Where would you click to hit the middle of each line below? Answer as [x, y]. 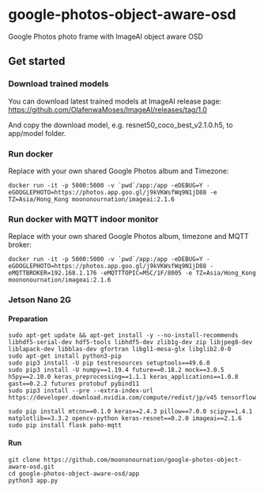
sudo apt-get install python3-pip [65, 356]
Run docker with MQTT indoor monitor [83, 219]
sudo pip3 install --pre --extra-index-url [81, 391]
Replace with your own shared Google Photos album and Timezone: [119, 171]
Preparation [28, 319]
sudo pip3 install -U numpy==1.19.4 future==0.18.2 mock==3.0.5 [116, 370]
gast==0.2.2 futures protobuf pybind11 [74, 384]
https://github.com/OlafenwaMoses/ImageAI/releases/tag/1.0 [108, 109]
